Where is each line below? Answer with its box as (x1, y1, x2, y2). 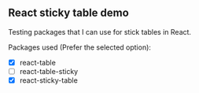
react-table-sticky (19, 66, 79, 76)
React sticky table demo (8, 6, 130, 20)
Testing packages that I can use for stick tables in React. (8, 27, 191, 36)
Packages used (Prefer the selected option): (8, 43, 152, 52)
